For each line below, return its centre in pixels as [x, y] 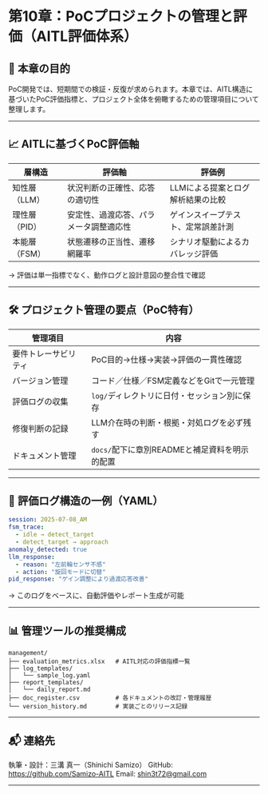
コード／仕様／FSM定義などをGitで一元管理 [173, 381]
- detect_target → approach [62, 542]
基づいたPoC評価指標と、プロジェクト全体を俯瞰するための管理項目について [134, 99]
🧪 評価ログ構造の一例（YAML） [86, 501]
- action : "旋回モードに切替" [61, 572]
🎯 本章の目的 [39, 68]
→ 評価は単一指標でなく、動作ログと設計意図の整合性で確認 [107, 275]
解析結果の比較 [198, 199]
